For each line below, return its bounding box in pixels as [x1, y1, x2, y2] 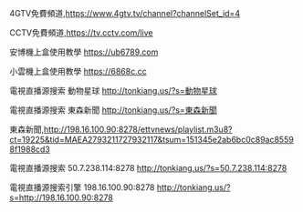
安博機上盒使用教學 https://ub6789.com [9, 46, 159, 57]
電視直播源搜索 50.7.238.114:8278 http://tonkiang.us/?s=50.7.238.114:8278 [9, 163, 287, 173]
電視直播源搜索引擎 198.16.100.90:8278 [9, 182, 155, 193]
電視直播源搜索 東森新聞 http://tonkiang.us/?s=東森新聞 [9, 105, 217, 116]
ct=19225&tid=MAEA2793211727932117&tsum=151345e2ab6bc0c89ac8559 [9, 135, 294, 145]
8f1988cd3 [9, 144, 50, 155]
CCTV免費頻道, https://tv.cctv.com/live [9, 27, 153, 38]
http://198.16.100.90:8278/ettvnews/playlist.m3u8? [44, 124, 233, 135]
